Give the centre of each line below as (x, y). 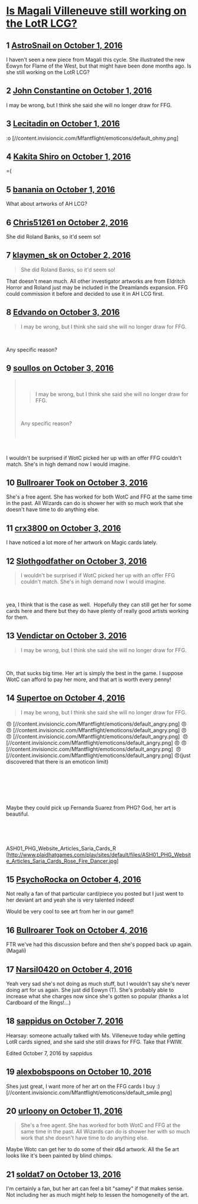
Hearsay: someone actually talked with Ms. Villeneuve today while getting (96, 1035)
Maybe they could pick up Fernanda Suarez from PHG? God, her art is (91, 807)
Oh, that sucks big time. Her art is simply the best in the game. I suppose (95, 673)
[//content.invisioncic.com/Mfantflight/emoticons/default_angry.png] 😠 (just (98, 755)
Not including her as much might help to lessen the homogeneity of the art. (98, 1195)
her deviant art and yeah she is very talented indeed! (70, 900)
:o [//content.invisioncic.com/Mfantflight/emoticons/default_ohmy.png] (92, 138)
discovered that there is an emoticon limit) (57, 761)
